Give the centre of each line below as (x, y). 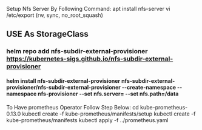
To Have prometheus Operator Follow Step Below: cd (73, 107)
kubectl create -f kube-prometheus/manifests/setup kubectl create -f (109, 114)
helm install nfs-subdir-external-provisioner (63, 80)
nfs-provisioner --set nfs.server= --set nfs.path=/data (108, 94)
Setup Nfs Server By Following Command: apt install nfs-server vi (88, 9)
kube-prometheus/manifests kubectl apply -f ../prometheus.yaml (87, 120)
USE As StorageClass (48, 34)
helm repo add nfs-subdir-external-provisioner (77, 51)
